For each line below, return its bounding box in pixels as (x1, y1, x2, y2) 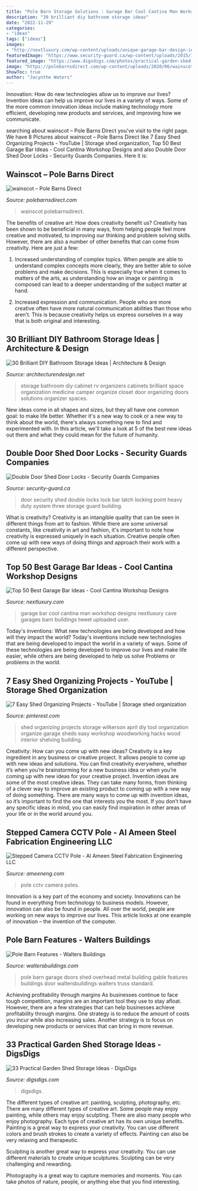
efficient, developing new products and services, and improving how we (6, 110, 181, 117)
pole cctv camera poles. (20, 881, 80, 888)
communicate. (6, 116, 41, 123)
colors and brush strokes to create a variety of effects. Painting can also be (6, 1130, 189, 1137)
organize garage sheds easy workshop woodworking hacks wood (20, 730, 181, 737)
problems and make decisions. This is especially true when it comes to (14, 268, 187, 275)
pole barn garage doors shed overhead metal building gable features (20, 973, 188, 980)
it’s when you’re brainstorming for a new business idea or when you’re (6, 766, 177, 773)
